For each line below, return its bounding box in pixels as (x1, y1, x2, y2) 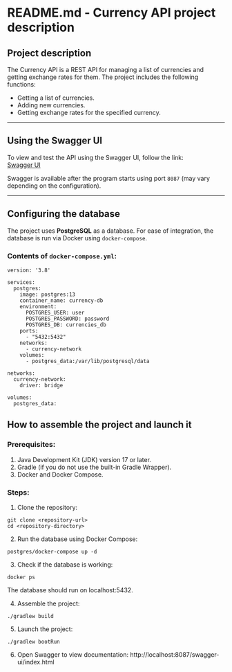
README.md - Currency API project (7, 5, 216, 21)
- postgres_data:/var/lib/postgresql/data (25, 357, 150, 364)
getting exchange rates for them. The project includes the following (7, 73, 199, 81)
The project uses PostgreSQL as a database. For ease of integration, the (7, 227, 214, 235)
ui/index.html (17, 657, 55, 666)
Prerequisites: (7, 440, 56, 450)
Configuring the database (7, 208, 121, 220)
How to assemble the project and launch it (7, 419, 192, 431)
